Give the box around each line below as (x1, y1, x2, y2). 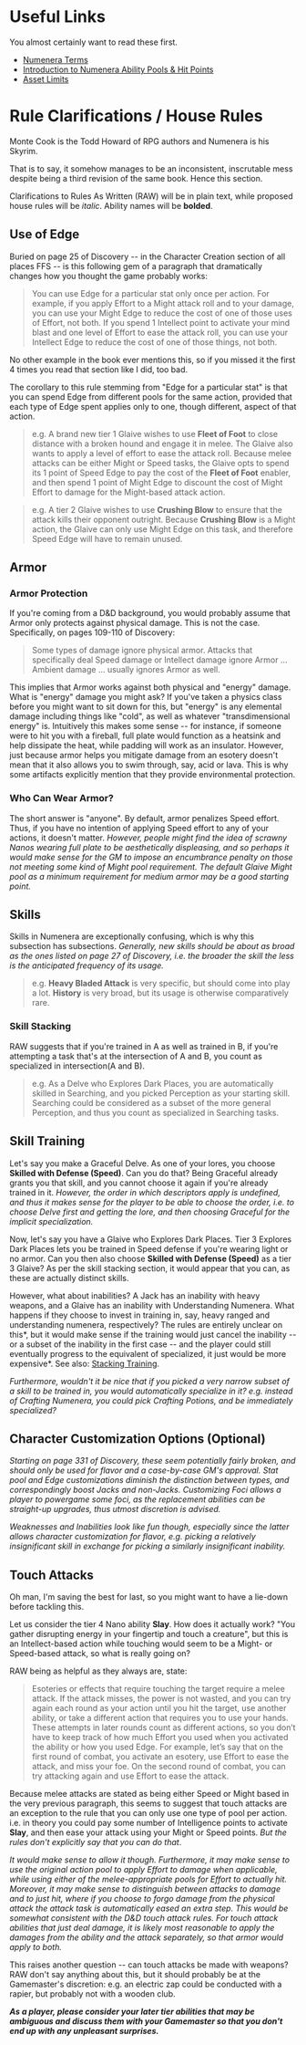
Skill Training (9, 1133, 86, 1149)
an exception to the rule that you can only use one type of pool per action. (9, 1808, 288, 1819)
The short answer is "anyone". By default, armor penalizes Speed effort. (9, 812, 280, 823)
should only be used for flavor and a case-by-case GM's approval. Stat (9, 1465, 279, 1476)
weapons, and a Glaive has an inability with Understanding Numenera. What (9, 1299, 295, 1310)
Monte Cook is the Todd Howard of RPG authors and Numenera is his (9, 135, 270, 147)
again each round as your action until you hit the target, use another (31, 1703, 287, 1714)
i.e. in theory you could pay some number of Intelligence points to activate (9, 1818, 289, 1829)
